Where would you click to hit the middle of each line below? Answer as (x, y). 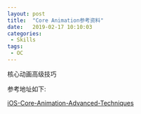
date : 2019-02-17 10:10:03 (50, 27)
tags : (15, 46)
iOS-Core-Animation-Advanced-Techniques (71, 103)
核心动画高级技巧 (32, 74)
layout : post (26, 14)
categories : (25, 33)
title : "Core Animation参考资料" (55, 20)
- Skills (23, 40)
